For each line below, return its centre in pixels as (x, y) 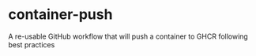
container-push (60, 15)
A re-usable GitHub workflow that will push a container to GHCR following (128, 36)
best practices (32, 44)
